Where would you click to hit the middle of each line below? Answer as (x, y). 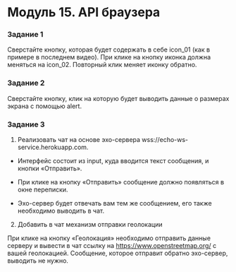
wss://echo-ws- (165, 140)
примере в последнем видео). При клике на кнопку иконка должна (109, 57)
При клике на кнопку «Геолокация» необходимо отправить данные (109, 238)
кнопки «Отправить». (50, 168)
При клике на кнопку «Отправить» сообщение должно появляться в (120, 182)
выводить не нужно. (38, 261)
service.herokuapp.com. (53, 147)
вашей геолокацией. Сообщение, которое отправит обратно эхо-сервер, (118, 253)
